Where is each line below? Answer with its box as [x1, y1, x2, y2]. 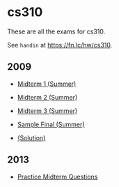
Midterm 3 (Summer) [17, 106, 78, 115]
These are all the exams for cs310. [7, 27, 106, 36]
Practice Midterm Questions [17, 172, 98, 181]
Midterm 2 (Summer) [17, 93, 78, 101]
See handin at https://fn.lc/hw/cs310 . [7, 40, 113, 49]
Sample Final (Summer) [17, 120, 85, 128]
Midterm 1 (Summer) [17, 80, 77, 88]
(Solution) [17, 133, 46, 142]
